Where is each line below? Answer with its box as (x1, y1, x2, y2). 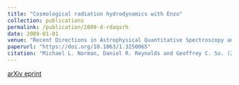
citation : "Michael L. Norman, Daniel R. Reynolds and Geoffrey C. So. (7, 50, 224, 57)
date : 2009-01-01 (7, 30, 59, 38)
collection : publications (7, 17, 84, 24)
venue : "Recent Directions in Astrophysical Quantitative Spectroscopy (7, 37, 224, 44)
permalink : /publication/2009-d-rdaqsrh (7, 23, 129, 30)
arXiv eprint (7, 69, 42, 78)
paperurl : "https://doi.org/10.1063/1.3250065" (7, 43, 152, 50)
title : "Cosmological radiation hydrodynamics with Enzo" (7, 10, 183, 18)
